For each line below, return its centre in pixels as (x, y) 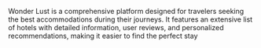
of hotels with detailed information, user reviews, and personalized (116, 27)
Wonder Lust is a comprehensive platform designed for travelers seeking (126, 11)
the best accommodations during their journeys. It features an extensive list (130, 19)
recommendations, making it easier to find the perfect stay (103, 36)
